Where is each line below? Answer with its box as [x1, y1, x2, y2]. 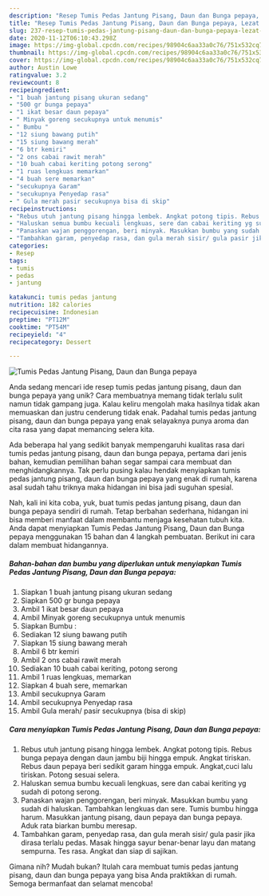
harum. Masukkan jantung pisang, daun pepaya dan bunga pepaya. [20, 812, 243, 823]
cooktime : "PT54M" [9, 323, 70, 331]
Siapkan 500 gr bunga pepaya [20, 596, 121, 605]
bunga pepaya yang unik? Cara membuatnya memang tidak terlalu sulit [9, 391, 243, 400]
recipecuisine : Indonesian [9, 308, 99, 316]
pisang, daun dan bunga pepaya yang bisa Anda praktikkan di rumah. [9, 870, 238, 880]
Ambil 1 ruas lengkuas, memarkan [20, 672, 132, 682]
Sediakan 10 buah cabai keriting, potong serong [20, 664, 178, 673]
